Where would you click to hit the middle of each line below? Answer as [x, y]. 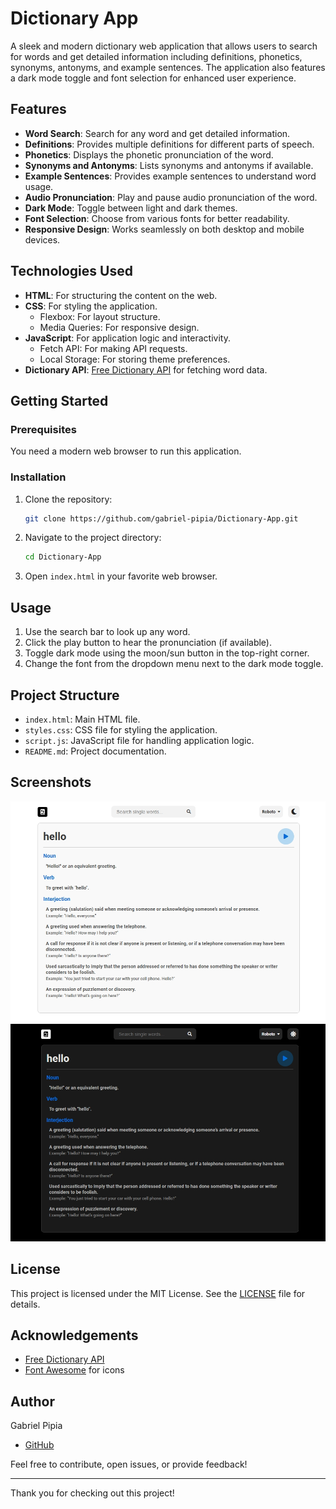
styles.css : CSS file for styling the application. [121, 729]
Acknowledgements [74, 1335]
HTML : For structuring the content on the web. [121, 295]
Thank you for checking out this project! [92, 1493]
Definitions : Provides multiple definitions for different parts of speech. [169, 144]
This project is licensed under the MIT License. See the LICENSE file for [158, 1293]
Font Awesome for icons [74, 1370]
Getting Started [59, 400]
